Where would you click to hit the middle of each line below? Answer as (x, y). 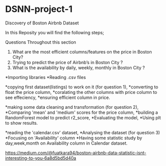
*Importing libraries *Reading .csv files (46, 77)
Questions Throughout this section (41, 42)
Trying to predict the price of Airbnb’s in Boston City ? (68, 62)
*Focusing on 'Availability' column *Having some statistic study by (74, 138)
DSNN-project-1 (39, 9)
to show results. (22, 123)
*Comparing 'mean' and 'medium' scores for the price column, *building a (82, 112)
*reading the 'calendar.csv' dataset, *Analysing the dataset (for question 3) (83, 132)
